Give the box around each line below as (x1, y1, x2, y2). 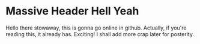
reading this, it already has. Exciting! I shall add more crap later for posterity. (5, 30, 195, 37)
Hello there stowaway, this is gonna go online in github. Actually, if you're (5, 24, 187, 31)
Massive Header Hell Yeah (5, 4, 139, 18)
